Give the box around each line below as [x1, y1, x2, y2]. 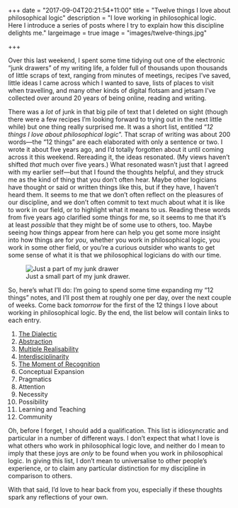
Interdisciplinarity [18, 353, 69, 360]
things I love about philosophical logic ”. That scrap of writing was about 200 [8, 131, 231, 138]
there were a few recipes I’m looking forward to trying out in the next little [8, 115, 222, 123]
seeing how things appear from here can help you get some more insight [8, 228, 220, 236]
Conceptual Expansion [18, 368, 84, 375]
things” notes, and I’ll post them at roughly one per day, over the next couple [8, 294, 232, 302]
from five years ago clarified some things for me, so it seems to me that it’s [8, 213, 227, 221]
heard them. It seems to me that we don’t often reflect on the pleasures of [8, 191, 224, 199]
